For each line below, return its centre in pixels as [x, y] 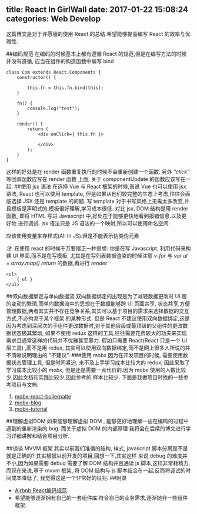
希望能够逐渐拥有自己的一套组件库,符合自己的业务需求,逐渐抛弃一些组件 [101, 497]
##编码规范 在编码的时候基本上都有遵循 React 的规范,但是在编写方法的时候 [96, 54]
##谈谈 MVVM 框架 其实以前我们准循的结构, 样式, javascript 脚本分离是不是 [97, 448]
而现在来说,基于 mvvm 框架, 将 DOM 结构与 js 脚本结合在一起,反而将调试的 [96, 470]
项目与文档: [25, 384]
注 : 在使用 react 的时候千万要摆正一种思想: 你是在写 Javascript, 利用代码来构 [98, 248]
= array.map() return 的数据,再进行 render [57, 263]
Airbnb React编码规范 [41, 490]
